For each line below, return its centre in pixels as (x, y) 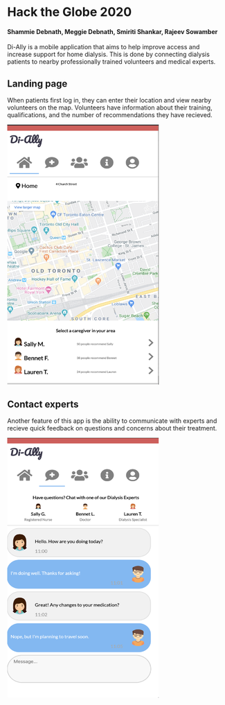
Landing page (37, 84)
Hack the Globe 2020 (70, 12)
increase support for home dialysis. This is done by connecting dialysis (108, 54)
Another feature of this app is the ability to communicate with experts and (112, 421)
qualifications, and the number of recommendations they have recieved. (110, 115)
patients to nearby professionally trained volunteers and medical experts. (111, 62)
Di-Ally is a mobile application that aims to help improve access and (103, 47)
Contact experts (43, 404)
